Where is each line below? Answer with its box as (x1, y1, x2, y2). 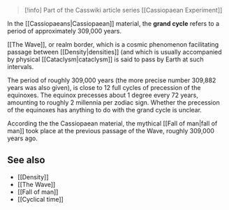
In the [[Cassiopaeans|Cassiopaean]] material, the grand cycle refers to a (7, 20, 220, 27)
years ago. (7, 134, 38, 142)
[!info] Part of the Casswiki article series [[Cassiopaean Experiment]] (24, 6, 223, 14)
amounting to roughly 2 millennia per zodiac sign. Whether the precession (7, 98, 220, 107)
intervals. (7, 63, 34, 70)
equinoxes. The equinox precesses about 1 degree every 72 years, (7, 91, 199, 99)
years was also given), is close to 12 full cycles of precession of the (7, 84, 201, 91)
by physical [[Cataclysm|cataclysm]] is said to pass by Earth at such (7, 55, 204, 63)
